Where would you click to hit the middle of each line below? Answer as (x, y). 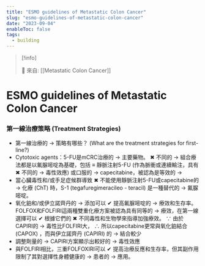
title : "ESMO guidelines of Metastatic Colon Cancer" (76, 12)
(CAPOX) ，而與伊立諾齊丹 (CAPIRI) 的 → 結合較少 (78, 234)
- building (26, 40)
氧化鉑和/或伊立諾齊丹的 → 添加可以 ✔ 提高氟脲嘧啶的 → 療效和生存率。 (106, 203)
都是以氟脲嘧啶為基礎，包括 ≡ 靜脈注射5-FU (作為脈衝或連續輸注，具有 (110, 165)
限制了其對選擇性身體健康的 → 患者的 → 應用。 (74, 257)
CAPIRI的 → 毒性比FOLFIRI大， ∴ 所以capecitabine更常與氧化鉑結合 (101, 226)
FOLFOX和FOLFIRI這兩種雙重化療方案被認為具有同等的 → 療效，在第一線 (107, 211)
